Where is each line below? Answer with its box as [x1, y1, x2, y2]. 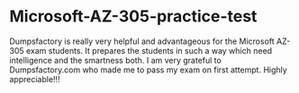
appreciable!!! [9, 73, 60, 84]
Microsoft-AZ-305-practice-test [9, 6, 258, 27]
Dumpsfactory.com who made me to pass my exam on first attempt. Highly [9, 64, 288, 75]
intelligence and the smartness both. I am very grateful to [9, 55, 222, 65]
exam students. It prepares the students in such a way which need [25, 45, 273, 55]
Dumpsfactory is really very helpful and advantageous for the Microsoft [9, 36, 275, 46]
